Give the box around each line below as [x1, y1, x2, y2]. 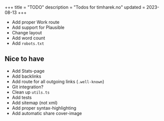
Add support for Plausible [11, 24, 65, 30]
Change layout [11, 30, 42, 35]
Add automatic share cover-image [11, 110, 82, 116]
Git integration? [11, 84, 43, 90]
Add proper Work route [11, 19, 60, 25]
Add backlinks [11, 73, 41, 79]
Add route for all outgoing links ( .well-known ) [11, 78, 105, 84]
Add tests [11, 94, 32, 100]
